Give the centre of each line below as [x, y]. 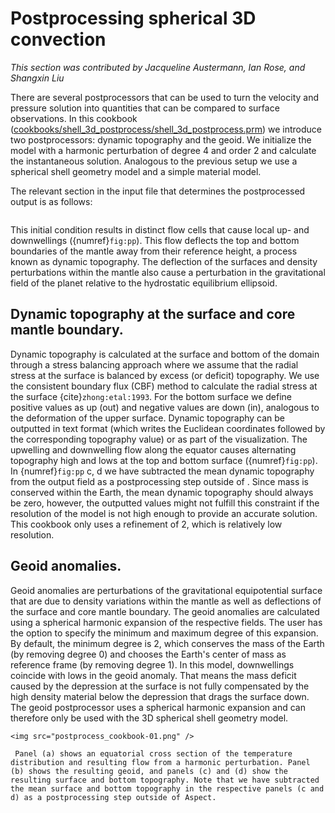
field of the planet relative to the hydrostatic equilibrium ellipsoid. [144, 283]
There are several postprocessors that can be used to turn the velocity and [165, 97]
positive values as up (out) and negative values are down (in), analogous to [165, 407]
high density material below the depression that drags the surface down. [160, 696]
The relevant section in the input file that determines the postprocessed [158, 191]
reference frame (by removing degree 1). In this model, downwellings [152, 664]
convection [58, 39]
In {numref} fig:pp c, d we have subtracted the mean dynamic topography [162, 471]
